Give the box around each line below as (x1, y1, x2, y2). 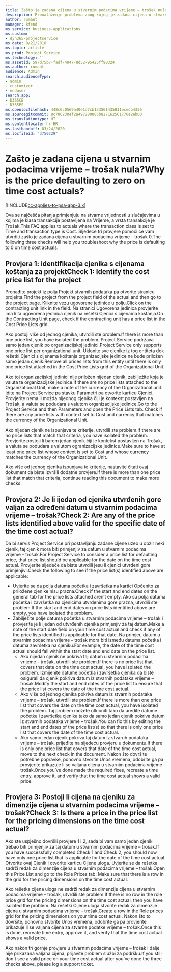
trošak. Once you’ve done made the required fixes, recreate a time (20, 767, 158, 773)
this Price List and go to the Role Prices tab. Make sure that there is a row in (5, 870, 164, 877)
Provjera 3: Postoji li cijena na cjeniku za (5, 793, 135, 802)
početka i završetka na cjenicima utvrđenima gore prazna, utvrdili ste (12, 599, 158, 605)
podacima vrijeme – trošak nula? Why (5, 164, 165, 175)
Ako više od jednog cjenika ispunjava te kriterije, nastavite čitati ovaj (5, 464, 149, 470)
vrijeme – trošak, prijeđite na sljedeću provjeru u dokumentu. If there (20, 740, 163, 746)
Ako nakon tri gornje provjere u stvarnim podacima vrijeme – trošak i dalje (5, 944, 160, 951)
